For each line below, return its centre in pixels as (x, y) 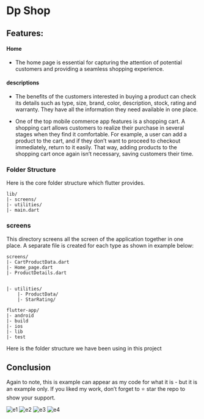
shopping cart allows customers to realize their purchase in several (100, 128)
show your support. (31, 398)
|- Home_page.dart (30, 267)
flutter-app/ (23, 310)
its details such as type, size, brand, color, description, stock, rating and (106, 103)
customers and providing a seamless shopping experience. (89, 69)
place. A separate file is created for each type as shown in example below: (100, 245)
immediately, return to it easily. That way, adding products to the (96, 147)
